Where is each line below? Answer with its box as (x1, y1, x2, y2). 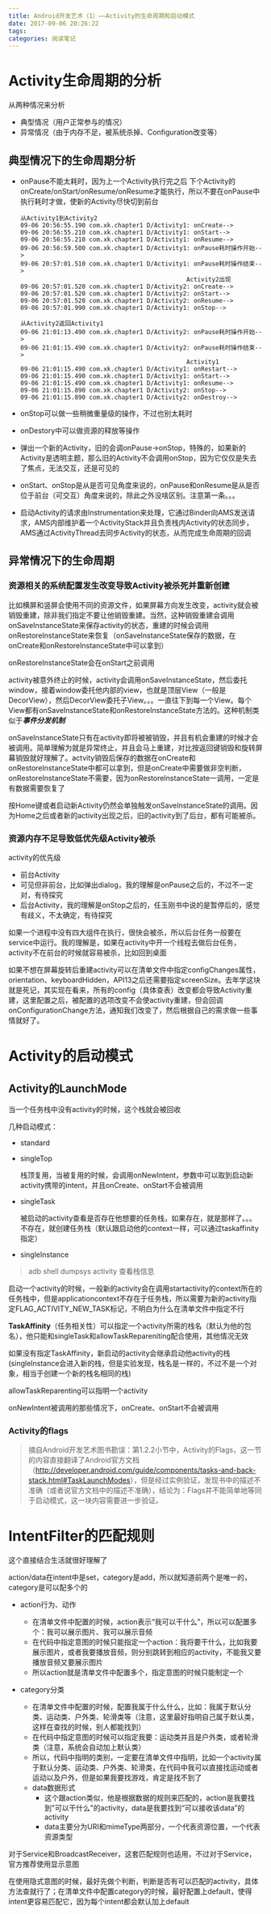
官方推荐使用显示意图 (8, 1859, 79, 1869)
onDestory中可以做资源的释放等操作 (19, 426, 140, 435)
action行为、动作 (19, 1600, 77, 1610)
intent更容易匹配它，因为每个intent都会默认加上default (8, 1897, 190, 1907)
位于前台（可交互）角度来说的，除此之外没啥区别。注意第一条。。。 (19, 490, 240, 500)
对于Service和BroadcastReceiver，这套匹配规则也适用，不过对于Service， (8, 1849, 256, 1859)
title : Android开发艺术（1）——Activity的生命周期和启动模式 (8, 11, 195, 20)
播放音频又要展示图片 (31, 1657, 103, 1667)
